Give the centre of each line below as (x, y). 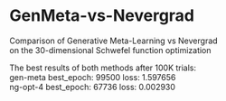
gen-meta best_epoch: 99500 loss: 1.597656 (93, 77)
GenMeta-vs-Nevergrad (102, 16)
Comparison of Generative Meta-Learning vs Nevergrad (114, 41)
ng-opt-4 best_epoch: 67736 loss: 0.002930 (93, 87)
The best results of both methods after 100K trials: (103, 68)
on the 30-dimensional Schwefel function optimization (110, 50)
